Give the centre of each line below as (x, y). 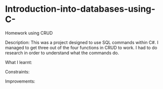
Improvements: (20, 81)
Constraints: (17, 71)
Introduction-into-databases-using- (80, 9)
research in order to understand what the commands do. (62, 53)
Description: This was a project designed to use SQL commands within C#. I (82, 42)
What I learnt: (19, 62)
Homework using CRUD (29, 33)
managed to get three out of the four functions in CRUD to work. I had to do (81, 47)
